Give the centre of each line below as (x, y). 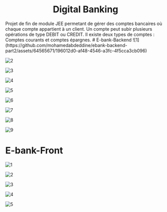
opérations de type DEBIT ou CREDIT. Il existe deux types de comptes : (80, 34)
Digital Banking (86, 9)
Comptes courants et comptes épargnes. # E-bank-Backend (68, 40)
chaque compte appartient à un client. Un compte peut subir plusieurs (79, 29)
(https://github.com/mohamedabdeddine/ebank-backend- (66, 45)
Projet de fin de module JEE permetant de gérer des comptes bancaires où (84, 23)
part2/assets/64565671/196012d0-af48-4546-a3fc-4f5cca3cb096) (76, 51)
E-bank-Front (34, 150)
